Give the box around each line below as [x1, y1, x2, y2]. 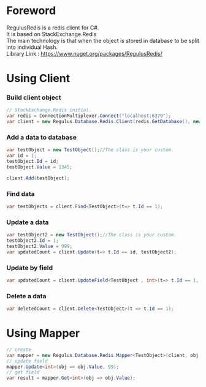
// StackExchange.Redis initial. [6, 107, 92, 113]
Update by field [6, 263, 53, 272]
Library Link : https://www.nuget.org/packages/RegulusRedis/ [6, 50, 162, 57]
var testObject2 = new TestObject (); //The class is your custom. [6, 232, 177, 238]
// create [6, 347, 32, 353]
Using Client [6, 72, 71, 86]
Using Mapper [6, 326, 80, 340]
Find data [6, 189, 35, 198]
